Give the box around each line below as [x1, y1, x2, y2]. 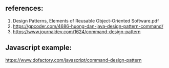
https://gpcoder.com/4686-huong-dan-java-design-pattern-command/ [12, 23, 164, 29]
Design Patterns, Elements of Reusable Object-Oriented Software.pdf [12, 17, 159, 24]
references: [5, 4, 44, 13]
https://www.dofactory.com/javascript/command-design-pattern [5, 57, 142, 63]
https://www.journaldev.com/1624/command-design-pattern [12, 28, 141, 35]
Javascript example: [5, 43, 72, 52]
